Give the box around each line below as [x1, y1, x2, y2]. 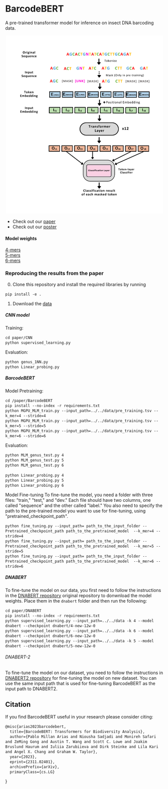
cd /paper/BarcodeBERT [5, 398, 53, 403]
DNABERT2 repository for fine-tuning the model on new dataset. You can [5, 675, 157, 681]
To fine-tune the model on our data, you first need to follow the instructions [5, 587, 161, 593]
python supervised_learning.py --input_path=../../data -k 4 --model [5, 618, 154, 623]
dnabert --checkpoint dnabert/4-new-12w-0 [5, 623, 96, 628]
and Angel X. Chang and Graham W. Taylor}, [5, 749, 98, 754]
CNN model [5, 312, 30, 318]
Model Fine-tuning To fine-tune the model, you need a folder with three [5, 492, 153, 498]
